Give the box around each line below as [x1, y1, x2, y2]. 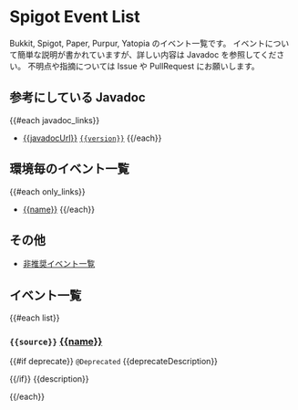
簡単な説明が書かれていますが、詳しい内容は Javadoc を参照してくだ [16, 48, 277, 60]
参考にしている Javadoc [9, 89, 146, 106]
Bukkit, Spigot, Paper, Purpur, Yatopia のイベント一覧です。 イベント [9, 37, 266, 48]
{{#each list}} [9, 312, 60, 323]
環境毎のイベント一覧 [9, 162, 129, 177]
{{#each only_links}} [9, 185, 86, 197]
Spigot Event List [9, 6, 140, 27]
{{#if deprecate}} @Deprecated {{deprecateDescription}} [9, 356, 219, 367]
